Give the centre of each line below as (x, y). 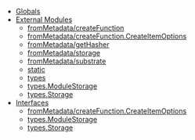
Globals (28, 11)
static (36, 69)
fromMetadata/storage (63, 53)
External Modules (44, 20)
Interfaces (32, 102)
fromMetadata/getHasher (68, 45)
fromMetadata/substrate (67, 61)
